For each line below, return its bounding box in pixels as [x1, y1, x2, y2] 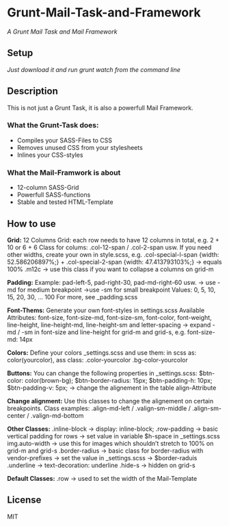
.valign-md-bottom [30, 411, 84, 419]
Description [7, 86, 58, 97]
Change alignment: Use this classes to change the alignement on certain [7, 397, 214, 405]
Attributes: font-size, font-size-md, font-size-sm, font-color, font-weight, [7, 313, 212, 321]
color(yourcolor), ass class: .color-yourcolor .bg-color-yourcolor [7, 355, 188, 364]
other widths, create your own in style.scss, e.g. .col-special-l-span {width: [7, 250, 219, 258]
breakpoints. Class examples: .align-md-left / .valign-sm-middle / [7, 404, 191, 412]
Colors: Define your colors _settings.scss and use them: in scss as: [7, 348, 197, 357]
